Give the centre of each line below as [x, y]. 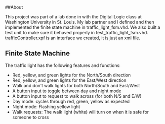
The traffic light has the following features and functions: [63, 65]
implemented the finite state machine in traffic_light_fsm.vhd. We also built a [83, 27]
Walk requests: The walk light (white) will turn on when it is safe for [81, 112]
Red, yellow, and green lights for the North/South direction [71, 75]
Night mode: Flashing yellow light [46, 107]
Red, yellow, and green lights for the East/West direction [69, 80]
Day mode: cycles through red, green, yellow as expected [71, 101]
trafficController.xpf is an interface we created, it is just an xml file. [73, 38]
